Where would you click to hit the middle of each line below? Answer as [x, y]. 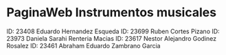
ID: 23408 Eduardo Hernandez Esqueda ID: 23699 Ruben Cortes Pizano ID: [113, 31]
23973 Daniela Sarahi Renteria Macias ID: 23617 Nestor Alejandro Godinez [112, 38]
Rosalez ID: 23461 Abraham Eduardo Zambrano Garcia [83, 45]
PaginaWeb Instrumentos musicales [112, 13]
